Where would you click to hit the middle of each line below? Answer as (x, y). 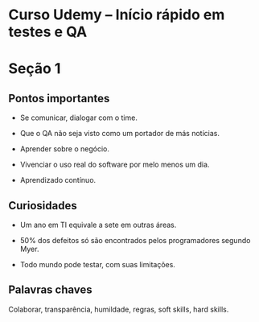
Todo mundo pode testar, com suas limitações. (97, 264)
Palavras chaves (50, 290)
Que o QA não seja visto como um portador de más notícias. (119, 134)
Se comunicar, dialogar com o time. (79, 118)
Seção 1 (35, 69)
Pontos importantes (59, 98)
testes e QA (48, 32)
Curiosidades (43, 206)
